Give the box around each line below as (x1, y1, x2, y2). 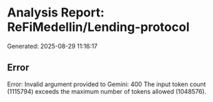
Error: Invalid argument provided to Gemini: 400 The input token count (7, 80, 206, 88)
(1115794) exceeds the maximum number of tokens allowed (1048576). (7, 87, 207, 95)
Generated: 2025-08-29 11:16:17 (7, 42, 98, 50)
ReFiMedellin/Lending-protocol (7, 19, 190, 35)
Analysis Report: (7, 5, 105, 21)
